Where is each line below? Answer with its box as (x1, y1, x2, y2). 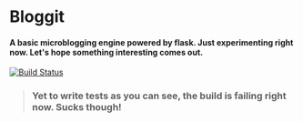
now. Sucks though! (31, 101, 122, 114)
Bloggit (9, 6, 66, 27)
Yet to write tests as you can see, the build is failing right (31, 89, 287, 102)
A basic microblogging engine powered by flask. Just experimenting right (9, 36, 294, 47)
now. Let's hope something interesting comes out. (9, 46, 203, 57)
